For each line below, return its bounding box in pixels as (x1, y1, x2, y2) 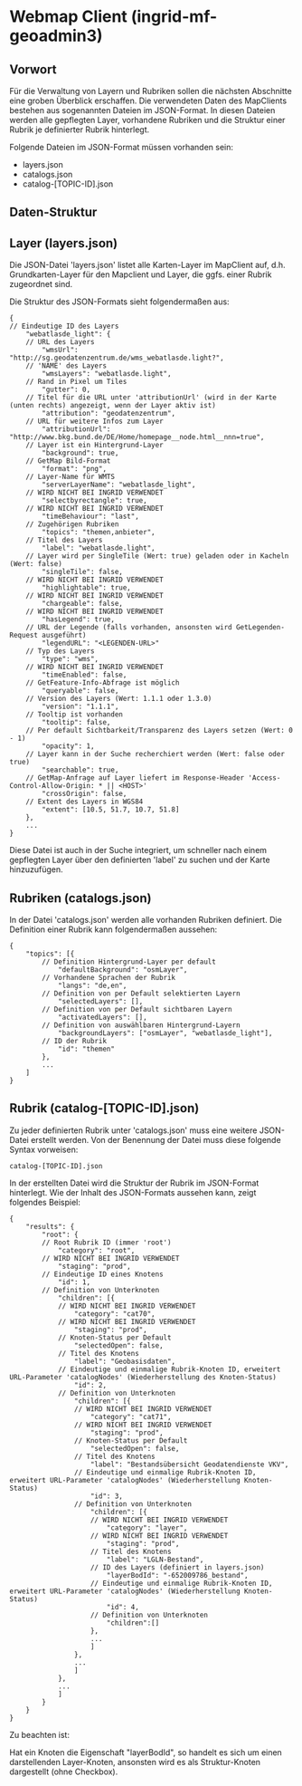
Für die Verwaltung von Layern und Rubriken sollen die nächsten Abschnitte (9, 86, 292, 96)
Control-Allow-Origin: (9, 782, 95, 791)
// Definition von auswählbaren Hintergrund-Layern (42, 1021, 241, 1030)
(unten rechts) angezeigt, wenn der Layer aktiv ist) (9, 401, 217, 410)
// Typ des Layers (25, 647, 95, 656)
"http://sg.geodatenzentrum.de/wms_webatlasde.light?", (9, 353, 224, 363)
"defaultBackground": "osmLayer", (57, 965, 188, 975)
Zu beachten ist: (9, 1729, 71, 1740)
